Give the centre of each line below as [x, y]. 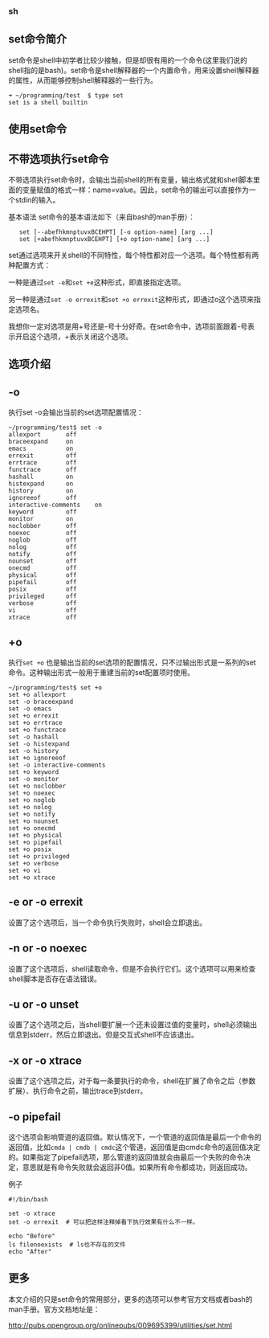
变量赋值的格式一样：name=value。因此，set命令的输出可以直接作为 [135, 190]
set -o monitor [34, 779]
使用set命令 [37, 129]
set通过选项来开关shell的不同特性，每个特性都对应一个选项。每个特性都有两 [134, 255]
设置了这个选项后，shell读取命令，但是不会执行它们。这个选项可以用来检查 [132, 968]
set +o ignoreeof [37, 758]
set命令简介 [37, 39]
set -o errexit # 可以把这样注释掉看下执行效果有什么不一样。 [104, 1222]
